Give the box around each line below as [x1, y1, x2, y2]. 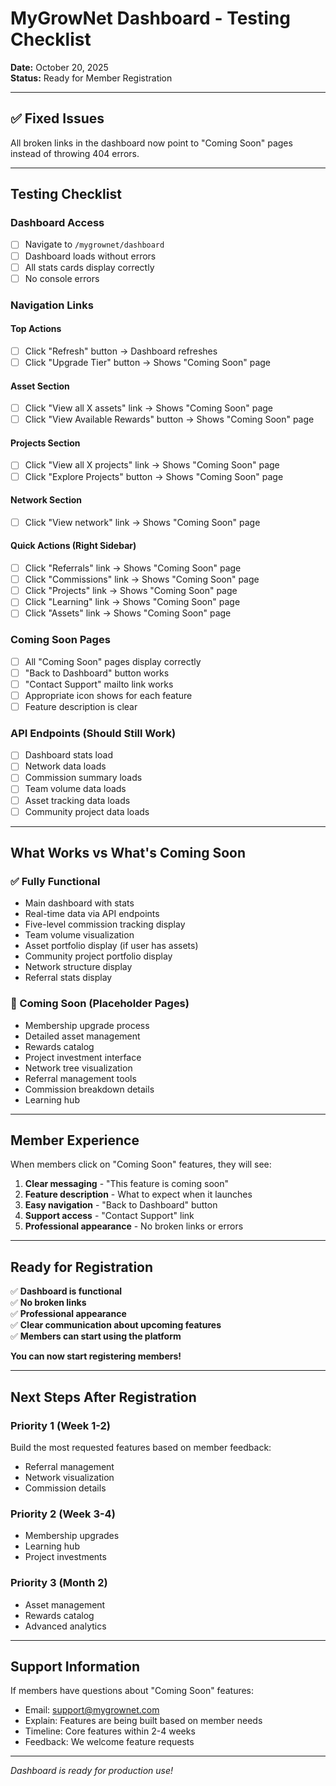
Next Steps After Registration [10, 1388, 197, 1406]
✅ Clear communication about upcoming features [10, 1319, 222, 1331]
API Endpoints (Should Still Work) [10, 726, 177, 740]
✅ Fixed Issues [10, 110, 105, 127]
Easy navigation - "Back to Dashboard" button [24, 1199, 218, 1211]
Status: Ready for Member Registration [10, 72, 173, 84]
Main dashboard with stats [24, 897, 135, 909]
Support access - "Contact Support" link [24, 1210, 195, 1222]
